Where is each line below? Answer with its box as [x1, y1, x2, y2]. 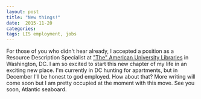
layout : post [6, 8, 39, 15]
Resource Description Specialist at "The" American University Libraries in [6, 54, 189, 61]
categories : [6, 25, 36, 32]
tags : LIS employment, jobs [6, 31, 77, 37]
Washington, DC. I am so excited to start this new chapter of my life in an [6, 61, 187, 68]
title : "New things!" [6, 14, 61, 20]
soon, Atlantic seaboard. [6, 86, 67, 93]
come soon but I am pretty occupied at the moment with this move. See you [6, 79, 195, 87]
